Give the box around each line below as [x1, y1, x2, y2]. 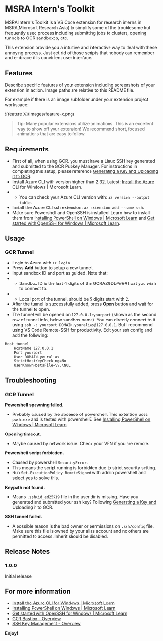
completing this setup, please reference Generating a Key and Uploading [12, 168, 158, 174]
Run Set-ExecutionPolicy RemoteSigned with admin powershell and [12, 470, 146, 475]
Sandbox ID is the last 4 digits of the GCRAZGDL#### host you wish [19, 281, 157, 286]
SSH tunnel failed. [5, 513, 42, 519]
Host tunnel [5, 342, 29, 347]
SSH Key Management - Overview [12, 621, 81, 627]
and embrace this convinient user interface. [5, 55, 92, 60]
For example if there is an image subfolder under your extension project [5, 96, 149, 102]
